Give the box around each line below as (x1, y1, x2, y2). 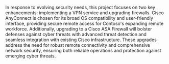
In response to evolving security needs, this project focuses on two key (5, 5, 156, 10)
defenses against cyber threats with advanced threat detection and (5, 31, 147, 37)
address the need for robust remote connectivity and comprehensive (5, 42, 151, 48)
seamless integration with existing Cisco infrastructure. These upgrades (5, 37, 157, 43)
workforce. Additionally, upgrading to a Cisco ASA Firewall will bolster (5, 26, 152, 32)
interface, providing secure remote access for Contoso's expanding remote (5, 20, 164, 26)
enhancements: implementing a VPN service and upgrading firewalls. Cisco (5, 10, 164, 16)
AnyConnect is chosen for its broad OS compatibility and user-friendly (5, 15, 153, 21)
